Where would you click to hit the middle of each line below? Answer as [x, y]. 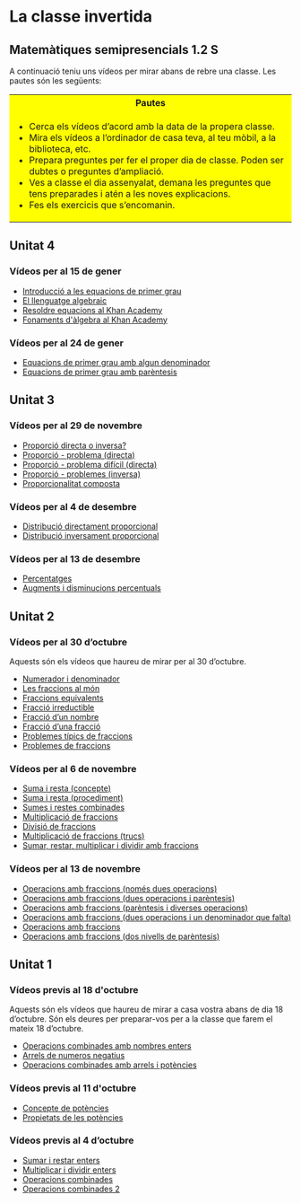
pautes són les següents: [56, 81]
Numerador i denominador [71, 679]
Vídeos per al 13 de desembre [75, 558]
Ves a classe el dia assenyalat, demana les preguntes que [150, 183]
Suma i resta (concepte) [67, 788]
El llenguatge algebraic [64, 300]
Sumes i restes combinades [73, 808]
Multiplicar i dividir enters [69, 1170]
